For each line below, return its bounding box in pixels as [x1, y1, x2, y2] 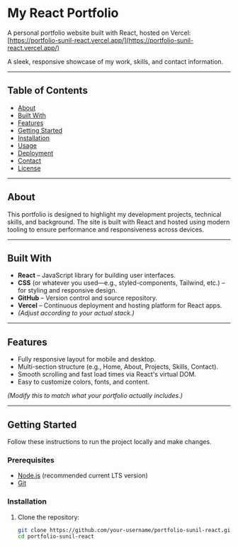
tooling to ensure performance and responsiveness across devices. [7, 225, 204, 234]
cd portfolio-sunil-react [17, 533, 94, 541]
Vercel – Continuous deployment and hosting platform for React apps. [17, 301, 222, 310]
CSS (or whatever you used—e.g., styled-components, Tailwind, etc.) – [17, 278, 225, 287]
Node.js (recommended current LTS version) [17, 471, 148, 480]
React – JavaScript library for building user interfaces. [17, 271, 176, 280]
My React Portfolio [7, 5, 119, 21]
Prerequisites [7, 455, 55, 465]
